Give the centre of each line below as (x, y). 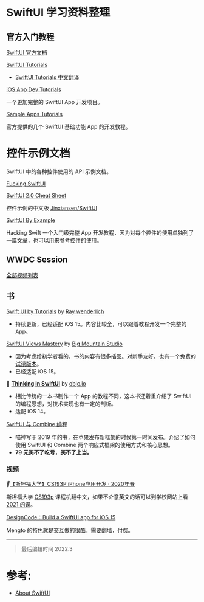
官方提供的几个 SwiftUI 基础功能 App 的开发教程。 (69, 126)
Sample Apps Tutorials (34, 114)
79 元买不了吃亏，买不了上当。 (54, 452)
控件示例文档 (39, 154)
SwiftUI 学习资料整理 (58, 12)
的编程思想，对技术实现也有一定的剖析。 (66, 403)
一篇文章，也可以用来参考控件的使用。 (54, 240)
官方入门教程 (30, 37)
